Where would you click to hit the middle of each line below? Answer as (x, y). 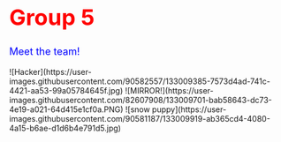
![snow (137, 109)
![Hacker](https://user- (50, 71)
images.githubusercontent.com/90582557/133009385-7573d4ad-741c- (140, 81)
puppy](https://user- (189, 109)
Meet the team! (45, 51)
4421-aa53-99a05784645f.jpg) (66, 90)
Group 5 (52, 17)
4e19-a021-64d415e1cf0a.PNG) (66, 109)
